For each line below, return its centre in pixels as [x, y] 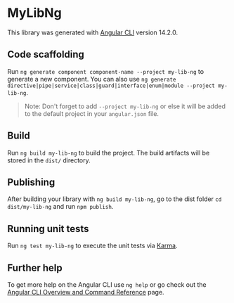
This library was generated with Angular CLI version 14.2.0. [93, 32]
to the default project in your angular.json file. [92, 113]
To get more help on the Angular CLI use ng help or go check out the [107, 285]
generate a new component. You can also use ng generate [92, 79]
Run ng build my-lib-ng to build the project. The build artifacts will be [109, 153]
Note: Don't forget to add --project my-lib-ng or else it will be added [125, 106]
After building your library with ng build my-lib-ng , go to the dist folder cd [115, 199]
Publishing [31, 182]
